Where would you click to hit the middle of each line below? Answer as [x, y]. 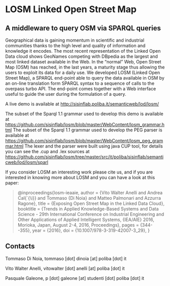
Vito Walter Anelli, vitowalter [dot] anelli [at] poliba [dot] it [65, 268]
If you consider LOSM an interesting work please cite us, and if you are [79, 172]
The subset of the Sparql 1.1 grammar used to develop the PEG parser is [88, 130]
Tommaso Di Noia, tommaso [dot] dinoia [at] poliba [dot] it [66, 258]
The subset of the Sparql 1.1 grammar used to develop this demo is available [84, 114]
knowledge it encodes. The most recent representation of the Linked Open [83, 51]
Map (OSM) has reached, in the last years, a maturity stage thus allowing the [85, 67]
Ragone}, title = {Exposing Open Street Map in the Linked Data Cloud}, [91, 203]
